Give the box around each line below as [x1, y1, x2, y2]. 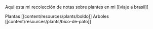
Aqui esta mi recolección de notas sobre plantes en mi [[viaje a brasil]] [5, 4, 149, 10]
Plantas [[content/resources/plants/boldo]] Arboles [5, 14, 109, 19]
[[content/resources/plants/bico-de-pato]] [5, 19, 91, 24]
